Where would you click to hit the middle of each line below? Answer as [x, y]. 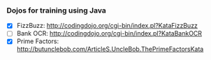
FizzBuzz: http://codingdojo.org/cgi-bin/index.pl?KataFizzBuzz [107, 26]
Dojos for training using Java [56, 10]
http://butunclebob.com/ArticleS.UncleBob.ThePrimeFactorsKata [110, 49]
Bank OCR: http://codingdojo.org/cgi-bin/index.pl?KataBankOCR [109, 33]
